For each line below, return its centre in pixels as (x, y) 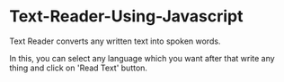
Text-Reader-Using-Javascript (127, 16)
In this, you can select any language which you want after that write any (142, 58)
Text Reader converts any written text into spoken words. (115, 41)
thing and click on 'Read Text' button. (79, 68)
